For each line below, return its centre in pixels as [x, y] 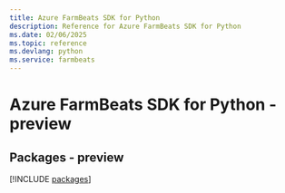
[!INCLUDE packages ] [50, 179]
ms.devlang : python [46, 52]
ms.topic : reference [49, 43]
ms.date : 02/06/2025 [49, 34]
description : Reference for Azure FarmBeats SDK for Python [126, 26]
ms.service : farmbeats [52, 60]
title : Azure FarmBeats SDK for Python [85, 18]
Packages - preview [67, 157]
